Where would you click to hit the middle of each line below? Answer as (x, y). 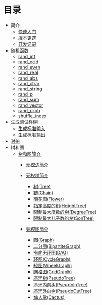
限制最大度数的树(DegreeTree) (65, 212)
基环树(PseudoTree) (54, 278)
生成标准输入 (31, 128)
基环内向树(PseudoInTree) (60, 284)
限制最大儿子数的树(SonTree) (64, 218)
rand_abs (28, 78)
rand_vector (30, 105)
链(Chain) (43, 193)
